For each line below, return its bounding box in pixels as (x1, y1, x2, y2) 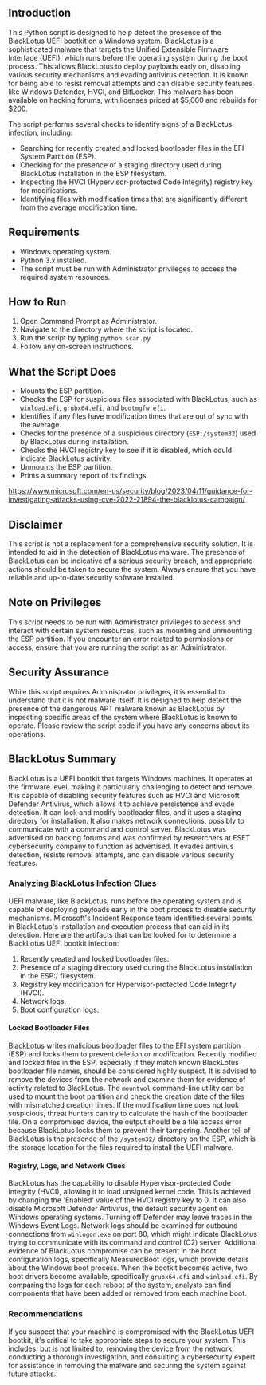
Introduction (8, 6, 72, 20)
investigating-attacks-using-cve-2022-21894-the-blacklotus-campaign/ (8, 494, 245, 505)
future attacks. (8, 1369, 57, 1379)
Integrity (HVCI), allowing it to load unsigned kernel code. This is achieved (8, 1187, 252, 1197)
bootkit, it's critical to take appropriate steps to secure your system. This (8, 1335, 246, 1344)
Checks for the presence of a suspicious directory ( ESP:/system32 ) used (19, 428, 256, 438)
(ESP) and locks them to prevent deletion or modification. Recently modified (8, 1049, 257, 1059)
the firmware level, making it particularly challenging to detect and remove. (8, 781, 255, 792)
